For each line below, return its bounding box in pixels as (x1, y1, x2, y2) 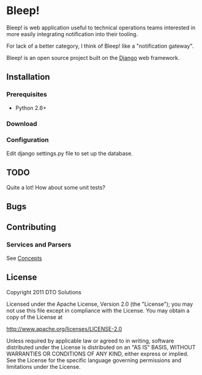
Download (6, 119, 38, 128)
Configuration (6, 136, 49, 144)
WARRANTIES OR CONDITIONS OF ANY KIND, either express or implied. (6, 350, 189, 357)
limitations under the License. (6, 363, 81, 370)
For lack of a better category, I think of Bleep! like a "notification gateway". (6, 42, 194, 50)
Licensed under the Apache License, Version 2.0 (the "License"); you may (6, 300, 193, 308)
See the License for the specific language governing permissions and (6, 356, 182, 364)
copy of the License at (6, 313, 63, 321)
